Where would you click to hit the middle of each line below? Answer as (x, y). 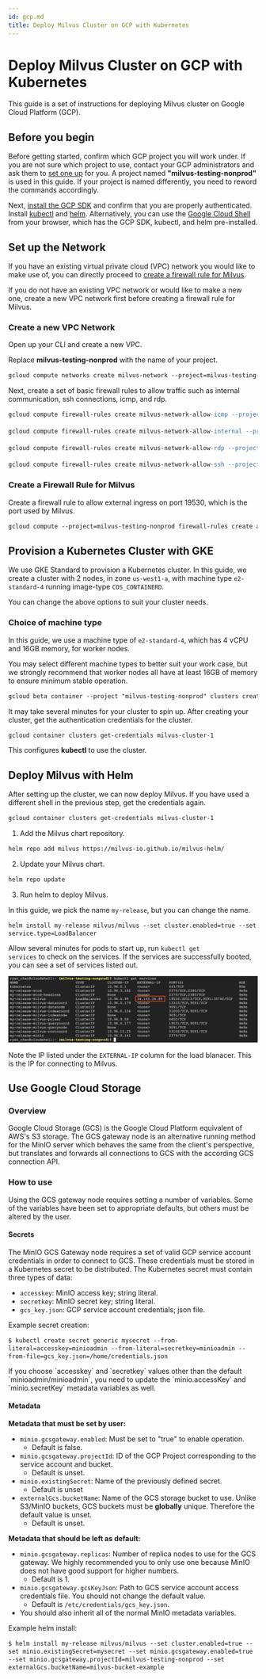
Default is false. (57, 1448)
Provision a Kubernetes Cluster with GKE (111, 551)
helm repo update (37, 880)
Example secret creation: (49, 1325)
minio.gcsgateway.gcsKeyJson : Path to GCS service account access (129, 1588)
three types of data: (40, 1277)
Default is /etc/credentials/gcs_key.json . (101, 1605)
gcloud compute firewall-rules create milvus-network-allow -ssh (116, 465)
